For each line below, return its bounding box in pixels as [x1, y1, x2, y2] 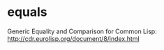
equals [7, 4, 47, 20]
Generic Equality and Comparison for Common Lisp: [7, 27, 157, 35]
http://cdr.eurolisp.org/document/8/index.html [7, 34, 140, 42]
